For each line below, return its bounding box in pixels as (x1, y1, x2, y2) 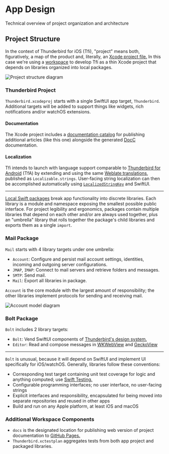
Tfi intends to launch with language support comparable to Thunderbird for (5, 165, 161, 171)
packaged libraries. (12, 443, 53, 449)
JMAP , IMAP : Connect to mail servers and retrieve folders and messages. (12, 267, 160, 273)
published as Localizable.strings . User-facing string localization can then (5, 175, 160, 182)
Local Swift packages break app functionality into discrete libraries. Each (5, 196, 156, 202)
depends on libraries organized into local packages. (5, 64, 113, 70)
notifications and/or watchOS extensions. (5, 109, 91, 115)
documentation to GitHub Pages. (12, 432, 80, 439)
